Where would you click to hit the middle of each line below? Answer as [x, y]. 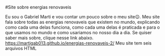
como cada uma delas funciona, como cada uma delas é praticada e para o [82, 27]
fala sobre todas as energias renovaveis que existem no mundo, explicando [83, 22]
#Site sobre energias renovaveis [38, 7]
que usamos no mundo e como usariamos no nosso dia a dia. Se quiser [79, 32]
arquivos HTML [21, 48]
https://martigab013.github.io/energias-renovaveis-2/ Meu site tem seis [79, 43]
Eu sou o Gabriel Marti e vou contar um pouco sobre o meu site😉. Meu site [82, 17]
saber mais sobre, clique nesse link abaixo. [49, 38]
